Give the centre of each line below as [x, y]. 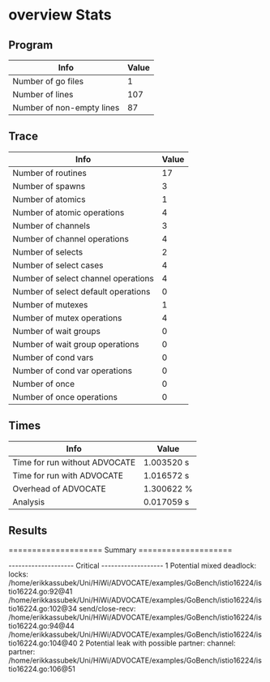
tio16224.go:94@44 [42, 626]
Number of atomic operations [69, 212]
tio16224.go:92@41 [41, 592]
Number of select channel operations [83, 278]
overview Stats [60, 15]
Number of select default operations [81, 291]
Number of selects [48, 251]
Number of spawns [49, 186]
